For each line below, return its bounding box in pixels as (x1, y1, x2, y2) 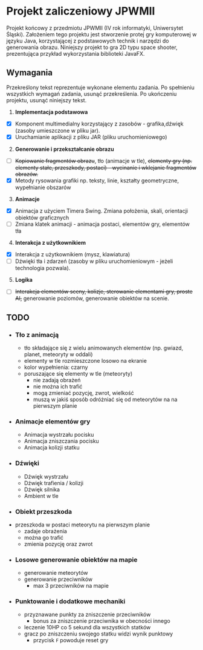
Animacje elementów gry (14, 417, 91, 425)
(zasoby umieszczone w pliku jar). (14, 127, 100, 134)
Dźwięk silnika (24, 486, 60, 493)
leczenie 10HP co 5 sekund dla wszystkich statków (24, 624, 151, 631)
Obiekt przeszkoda (14, 507, 72, 516)
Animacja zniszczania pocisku (24, 437, 100, 445)
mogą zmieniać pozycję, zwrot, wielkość (33, 390, 134, 396)
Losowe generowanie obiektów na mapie (14, 555, 138, 564)
